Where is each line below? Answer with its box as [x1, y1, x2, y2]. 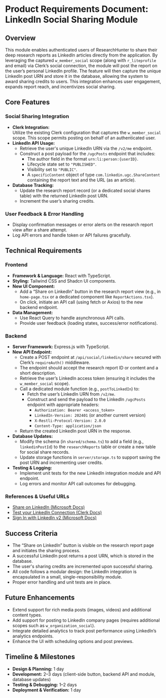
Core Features [5, 98, 50, 107]
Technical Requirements [5, 246, 82, 255]
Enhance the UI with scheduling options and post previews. [12, 638, 134, 644]
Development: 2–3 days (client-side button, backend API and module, [12, 671, 156, 677]
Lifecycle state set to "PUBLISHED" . [27, 161, 97, 167]
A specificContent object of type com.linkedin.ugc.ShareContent [27, 172, 160, 177]
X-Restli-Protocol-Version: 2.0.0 [34, 418, 106, 423]
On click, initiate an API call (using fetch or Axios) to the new [19, 299, 143, 305]
